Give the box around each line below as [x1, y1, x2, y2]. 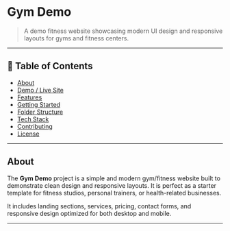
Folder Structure [16, 108, 64, 116]
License [16, 130, 40, 138]
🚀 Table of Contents [7, 60, 93, 72]
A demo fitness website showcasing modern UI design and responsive [23, 27, 223, 35]
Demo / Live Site [16, 86, 64, 94]
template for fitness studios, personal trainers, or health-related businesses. [7, 189, 222, 197]
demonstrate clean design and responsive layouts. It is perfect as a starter [7, 181, 217, 189]
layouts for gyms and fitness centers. [23, 34, 129, 42]
